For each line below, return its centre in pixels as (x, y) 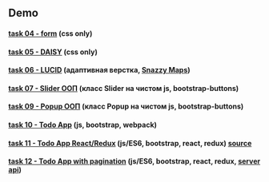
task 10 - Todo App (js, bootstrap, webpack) (83, 125)
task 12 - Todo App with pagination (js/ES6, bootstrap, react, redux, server (134, 161)
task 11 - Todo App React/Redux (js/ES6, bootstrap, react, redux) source (130, 143)
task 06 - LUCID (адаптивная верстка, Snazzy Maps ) (99, 70)
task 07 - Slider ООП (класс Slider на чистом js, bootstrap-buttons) (124, 88)
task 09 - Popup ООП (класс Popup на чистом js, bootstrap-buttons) (126, 106)
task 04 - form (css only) (50, 33)
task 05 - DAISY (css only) (53, 52)
